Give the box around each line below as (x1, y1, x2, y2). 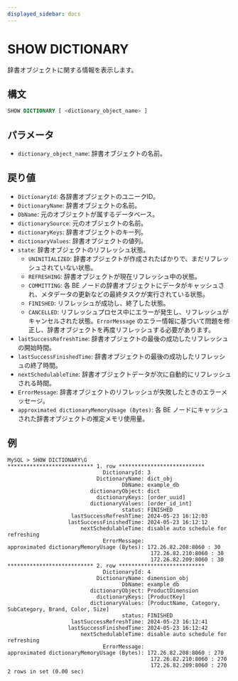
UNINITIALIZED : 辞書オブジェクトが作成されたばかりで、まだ (28, 254, 205, 263)
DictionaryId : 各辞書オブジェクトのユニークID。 (17, 192, 160, 200)
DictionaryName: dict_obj (96, 475, 173, 482)
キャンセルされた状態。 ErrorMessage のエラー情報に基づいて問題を (28, 316, 225, 325)
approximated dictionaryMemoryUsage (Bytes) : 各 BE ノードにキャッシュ (17, 405, 229, 414)
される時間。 (17, 378, 55, 387)
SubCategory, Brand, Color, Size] (7, 606, 110, 613)
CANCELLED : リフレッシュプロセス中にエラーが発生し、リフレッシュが (28, 307, 229, 316)
